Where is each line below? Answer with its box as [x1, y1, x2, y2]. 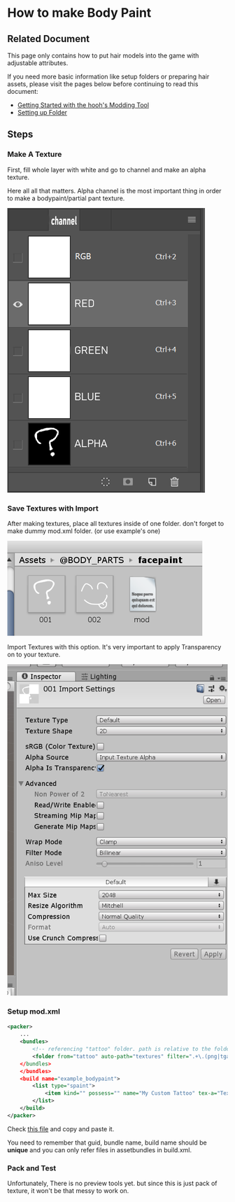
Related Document [7, 33, 90, 45]
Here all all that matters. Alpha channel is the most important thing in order [7, 186, 222, 195]
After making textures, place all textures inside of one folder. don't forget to [7, 519, 225, 527]
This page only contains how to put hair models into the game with [7, 51, 199, 60]
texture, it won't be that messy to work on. [7, 1187, 129, 1195]
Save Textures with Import [7, 503, 99, 513]
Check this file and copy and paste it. [7, 1124, 115, 1133]
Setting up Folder [17, 109, 68, 116]
